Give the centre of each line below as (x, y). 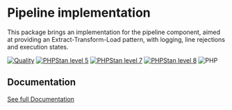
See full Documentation (41, 99)
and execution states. (38, 47)
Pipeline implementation (79, 13)
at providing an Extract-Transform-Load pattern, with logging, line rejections (116, 39)
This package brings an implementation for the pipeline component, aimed (114, 32)
